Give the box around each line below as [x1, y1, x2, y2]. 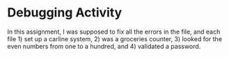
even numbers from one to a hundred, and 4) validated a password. [7, 42, 201, 50]
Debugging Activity [7, 5, 123, 21]
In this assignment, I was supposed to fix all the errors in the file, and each [7, 27, 221, 36]
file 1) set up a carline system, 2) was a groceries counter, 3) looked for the [7, 34, 223, 43]
